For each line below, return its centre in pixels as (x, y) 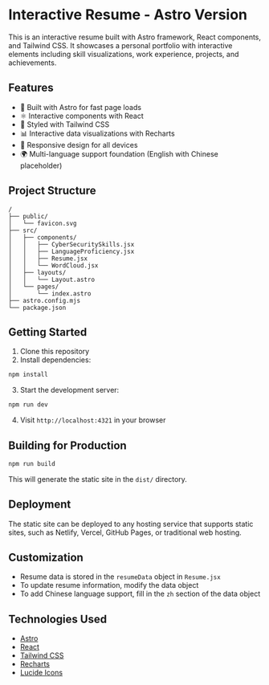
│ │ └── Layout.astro (51, 279)
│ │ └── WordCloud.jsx (53, 265)
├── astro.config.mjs (45, 300)
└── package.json (37, 308)
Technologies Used (57, 619)
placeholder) (41, 165)
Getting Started (48, 332)
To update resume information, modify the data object (109, 585)
